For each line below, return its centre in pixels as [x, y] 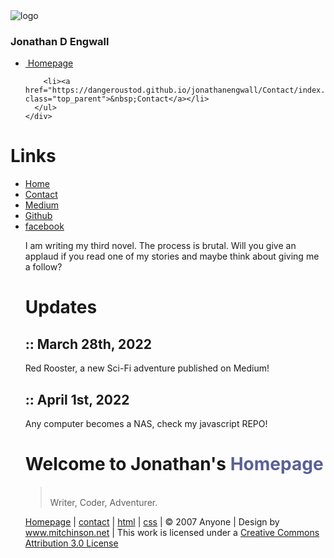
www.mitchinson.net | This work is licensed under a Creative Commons [172, 532]
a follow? [43, 267]
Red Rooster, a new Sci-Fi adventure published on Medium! [147, 368]
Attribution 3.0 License [71, 543]
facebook [44, 226]
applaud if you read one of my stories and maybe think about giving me [172, 256]
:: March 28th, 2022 [88, 344]
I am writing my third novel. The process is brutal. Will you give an [160, 246]
